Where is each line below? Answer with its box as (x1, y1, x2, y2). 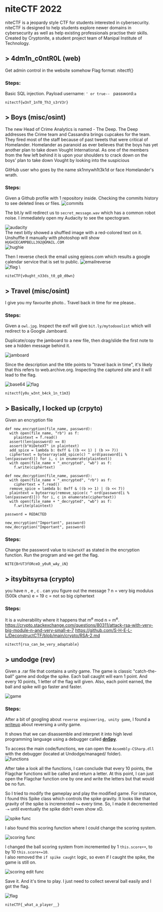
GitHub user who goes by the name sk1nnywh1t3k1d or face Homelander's (5, 167, 154, 173)
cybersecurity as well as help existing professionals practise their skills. (5, 30, 148, 36)
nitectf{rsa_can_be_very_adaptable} (5, 642, 79, 647)
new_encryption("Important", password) (5, 520, 86, 525)
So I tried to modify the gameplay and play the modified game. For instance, (5, 791, 157, 796)
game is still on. (5, 859, 36, 865)
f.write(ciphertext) (14, 465, 55, 470)
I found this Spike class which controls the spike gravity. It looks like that (5, 796, 150, 802)
